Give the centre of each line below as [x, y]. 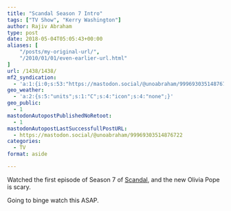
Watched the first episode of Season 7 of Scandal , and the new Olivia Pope [113, 179]
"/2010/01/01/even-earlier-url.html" [74, 58]
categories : [24, 142]
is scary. [19, 187]
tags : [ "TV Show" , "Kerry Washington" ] [64, 20]
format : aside [27, 154]
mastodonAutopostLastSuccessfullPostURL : [67, 129]
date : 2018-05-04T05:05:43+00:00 [55, 39]
